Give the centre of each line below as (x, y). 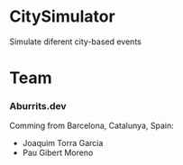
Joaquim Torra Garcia (63, 143)
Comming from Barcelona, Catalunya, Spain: (91, 126)
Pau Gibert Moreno (58, 153)
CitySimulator (62, 17)
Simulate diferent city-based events (75, 41)
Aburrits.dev (38, 106)
